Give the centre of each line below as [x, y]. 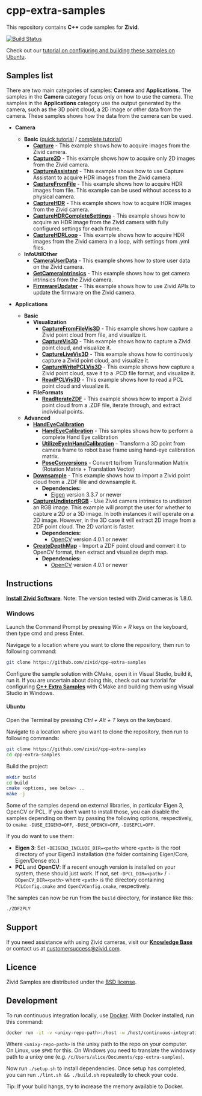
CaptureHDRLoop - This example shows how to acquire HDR [109, 234]
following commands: [33, 738]
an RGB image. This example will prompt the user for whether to [112, 507]
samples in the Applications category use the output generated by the [94, 103]
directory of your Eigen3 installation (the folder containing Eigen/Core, [102, 854]
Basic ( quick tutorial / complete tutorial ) [73, 139]
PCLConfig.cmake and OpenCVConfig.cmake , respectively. [83, 886]
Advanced [37, 418]
